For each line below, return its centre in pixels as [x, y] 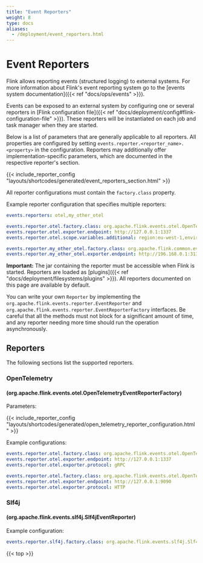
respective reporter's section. [43, 163]
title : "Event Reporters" [39, 12]
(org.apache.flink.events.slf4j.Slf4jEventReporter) [71, 517]
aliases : [17, 29]
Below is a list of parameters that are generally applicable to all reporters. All [101, 137]
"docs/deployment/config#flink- [156, 112]
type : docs [20, 23]
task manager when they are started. [52, 125]
